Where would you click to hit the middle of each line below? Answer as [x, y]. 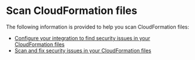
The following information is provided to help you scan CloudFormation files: [97, 27]
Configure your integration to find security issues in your [82, 38]
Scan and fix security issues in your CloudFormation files [83, 50]
